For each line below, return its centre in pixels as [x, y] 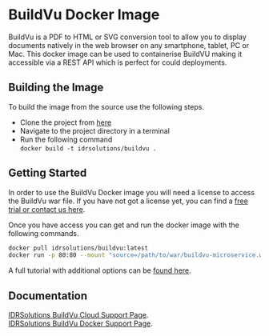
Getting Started [48, 173]
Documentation [48, 296]
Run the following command [66, 139]
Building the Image [56, 88]
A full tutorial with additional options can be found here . [100, 270]
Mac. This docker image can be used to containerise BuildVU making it [125, 54]
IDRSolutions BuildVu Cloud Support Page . [78, 315]
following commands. [44, 233]
